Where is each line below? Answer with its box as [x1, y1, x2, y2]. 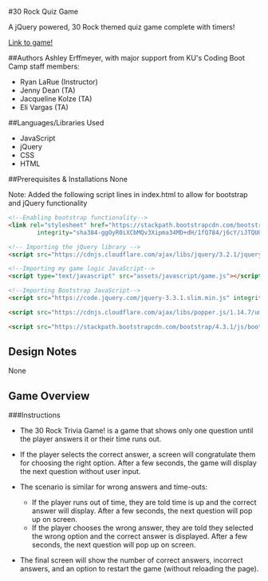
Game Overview [8, 389, 90, 402]
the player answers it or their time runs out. [19, 434, 162, 444]
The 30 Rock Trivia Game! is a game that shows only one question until [19, 426, 254, 436]
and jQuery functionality [8, 199, 88, 207]
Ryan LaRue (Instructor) [19, 77, 98, 86]
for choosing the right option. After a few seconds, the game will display [19, 458, 257, 468]
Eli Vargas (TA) [19, 103, 69, 112]
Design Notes [8, 345, 77, 358]
